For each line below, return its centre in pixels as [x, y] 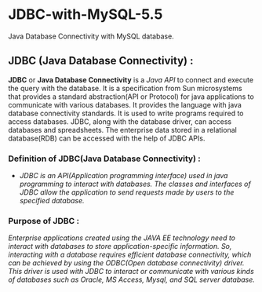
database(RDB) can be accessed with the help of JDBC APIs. [107, 138]
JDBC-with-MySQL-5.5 [86, 15]
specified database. [52, 201]
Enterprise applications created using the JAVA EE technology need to [122, 238]
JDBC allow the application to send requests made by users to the [127, 192]
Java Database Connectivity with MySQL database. [91, 36]
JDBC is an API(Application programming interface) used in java [124, 176]
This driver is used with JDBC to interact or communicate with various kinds [131, 272]
